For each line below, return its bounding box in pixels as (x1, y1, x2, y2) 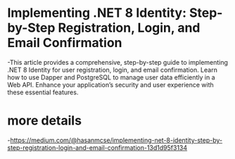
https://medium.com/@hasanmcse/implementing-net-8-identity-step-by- (10, 136, 223, 144)
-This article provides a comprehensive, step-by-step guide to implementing (7, 58, 229, 66)
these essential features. (7, 88, 79, 96)
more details (7, 113, 82, 129)
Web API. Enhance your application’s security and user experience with (7, 80, 215, 89)
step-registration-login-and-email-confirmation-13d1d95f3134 (7, 143, 188, 152)
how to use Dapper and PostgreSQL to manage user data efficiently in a (7, 72, 216, 82)
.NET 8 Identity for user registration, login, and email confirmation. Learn (7, 65, 218, 74)
